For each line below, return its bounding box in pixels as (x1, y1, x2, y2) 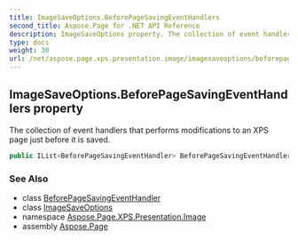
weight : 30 (9, 46, 50, 55)
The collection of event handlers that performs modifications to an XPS (9, 124, 269, 135)
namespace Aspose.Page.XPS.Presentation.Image (21, 211, 207, 222)
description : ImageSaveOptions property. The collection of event (9, 29, 260, 38)
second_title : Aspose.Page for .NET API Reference (9, 21, 200, 30)
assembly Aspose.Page (21, 220, 108, 231)
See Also (9, 172, 49, 185)
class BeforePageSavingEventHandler (21, 192, 161, 203)
